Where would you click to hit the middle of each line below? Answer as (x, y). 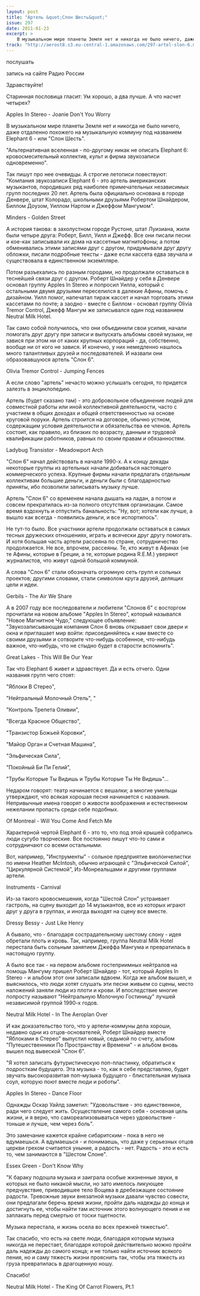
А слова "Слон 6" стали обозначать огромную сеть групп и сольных (94, 572)
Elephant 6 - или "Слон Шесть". (46, 138)
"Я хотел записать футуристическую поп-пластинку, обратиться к (91, 1063)
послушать (20, 62)
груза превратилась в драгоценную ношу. (60, 1263)
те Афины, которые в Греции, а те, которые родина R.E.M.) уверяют (92, 554)
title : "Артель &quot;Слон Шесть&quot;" (57, 17)
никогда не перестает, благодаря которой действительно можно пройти (99, 1244)
